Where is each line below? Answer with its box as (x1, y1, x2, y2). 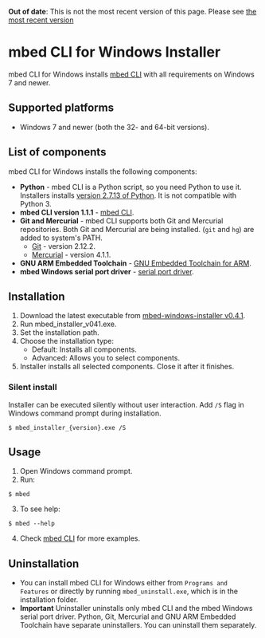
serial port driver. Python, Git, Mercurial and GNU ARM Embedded (19, 612, 236, 621)
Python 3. (19, 199, 52, 208)
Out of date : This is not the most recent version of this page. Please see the (8, 7, 257, 16)
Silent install (8, 382, 57, 393)
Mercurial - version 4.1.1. (31, 250, 111, 259)
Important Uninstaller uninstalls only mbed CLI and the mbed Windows (19, 604, 253, 613)
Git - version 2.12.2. (31, 241, 95, 250)
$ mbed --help (8, 520, 56, 528)
